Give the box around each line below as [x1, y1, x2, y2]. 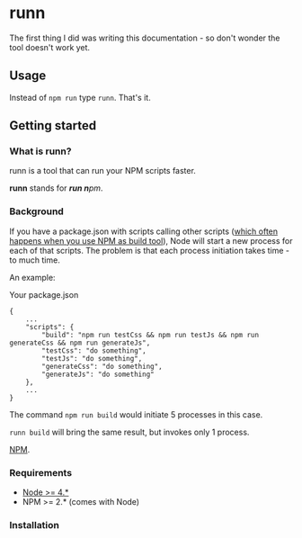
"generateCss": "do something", [41, 362, 164, 371]
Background [9, 205, 65, 218]
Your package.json [9, 289, 79, 300]
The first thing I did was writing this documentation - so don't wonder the [9, 32, 280, 43]
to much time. [9, 255, 60, 265]
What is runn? [9, 145, 72, 157]
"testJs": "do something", [41, 354, 143, 363]
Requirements [9, 466, 73, 479]
